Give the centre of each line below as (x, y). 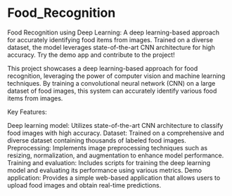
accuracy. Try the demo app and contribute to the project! (91, 55)
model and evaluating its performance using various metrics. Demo (105, 170)
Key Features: (27, 112)
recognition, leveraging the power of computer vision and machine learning (116, 76)
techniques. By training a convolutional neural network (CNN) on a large (111, 83)
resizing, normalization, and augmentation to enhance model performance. (116, 155)
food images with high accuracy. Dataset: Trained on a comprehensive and (116, 133)
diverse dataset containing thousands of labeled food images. (97, 140)
